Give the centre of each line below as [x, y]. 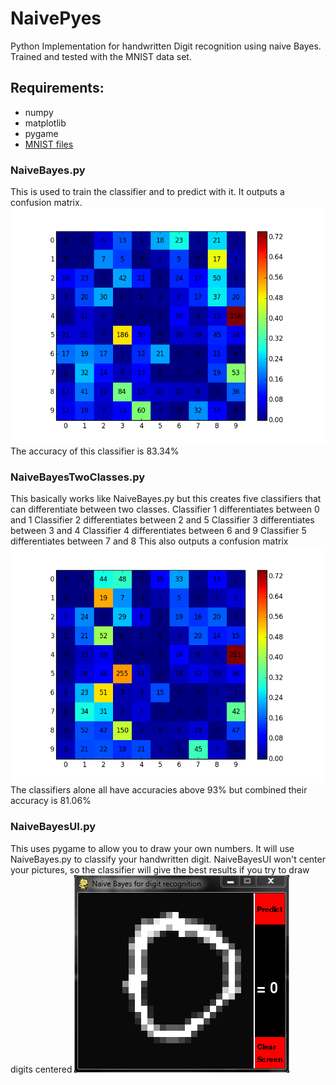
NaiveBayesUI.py [53, 827]
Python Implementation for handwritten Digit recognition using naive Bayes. [166, 46]
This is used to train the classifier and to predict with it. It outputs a [147, 192]
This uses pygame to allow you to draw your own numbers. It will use [152, 848]
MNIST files [49, 144]
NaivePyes [56, 18]
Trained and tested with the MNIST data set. [101, 56]
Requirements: [57, 88]
